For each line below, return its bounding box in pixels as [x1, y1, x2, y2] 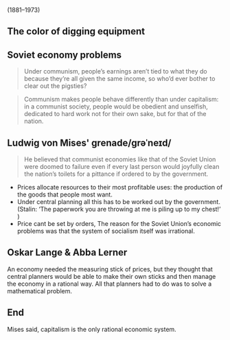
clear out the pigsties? [23, 82, 87, 90]
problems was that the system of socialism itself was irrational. [16, 227, 196, 236]
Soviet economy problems [7, 49, 122, 60]
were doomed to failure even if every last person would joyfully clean [23, 163, 220, 171]
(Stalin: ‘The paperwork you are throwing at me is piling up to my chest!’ [16, 205, 221, 214]
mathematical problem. [7, 286, 72, 295]
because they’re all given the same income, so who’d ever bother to [23, 75, 216, 83]
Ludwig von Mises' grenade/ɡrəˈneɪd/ [7, 137, 172, 148]
